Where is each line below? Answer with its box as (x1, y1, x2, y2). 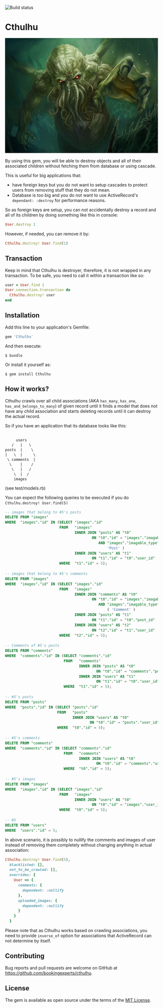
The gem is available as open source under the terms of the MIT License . (5, 997, 151, 1003)
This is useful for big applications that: (5, 172, 81, 178)
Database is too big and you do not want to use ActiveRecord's (12, 192, 138, 198)
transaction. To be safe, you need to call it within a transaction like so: (5, 273, 145, 278)
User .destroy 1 (5, 222, 36, 227)
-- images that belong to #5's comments (5, 571, 88, 576)
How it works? (5, 385, 49, 393)
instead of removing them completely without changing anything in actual (5, 842, 152, 848)
